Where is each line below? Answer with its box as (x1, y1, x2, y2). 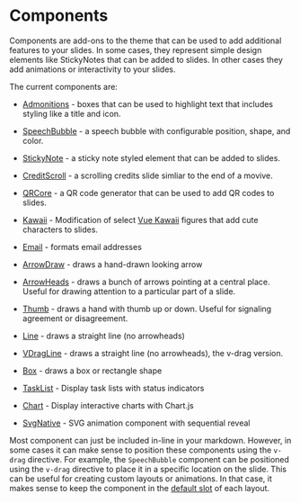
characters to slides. (22, 224, 99, 235)
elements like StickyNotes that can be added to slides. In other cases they (9, 54, 283, 65)
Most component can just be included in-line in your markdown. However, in (9, 435, 292, 445)
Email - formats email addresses (22, 241, 142, 252)
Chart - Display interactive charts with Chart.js (22, 399, 195, 410)
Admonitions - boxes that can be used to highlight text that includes (22, 98, 274, 109)
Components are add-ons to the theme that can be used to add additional (9, 35, 282, 46)
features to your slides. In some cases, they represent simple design (9, 44, 262, 55)
